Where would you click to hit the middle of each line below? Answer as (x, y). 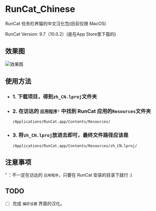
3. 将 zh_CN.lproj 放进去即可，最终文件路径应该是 (70, 135)
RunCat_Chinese (40, 9)
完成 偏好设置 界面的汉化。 (39, 204)
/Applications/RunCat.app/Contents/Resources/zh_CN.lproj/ (75, 146)
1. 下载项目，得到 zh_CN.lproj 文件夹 (55, 97)
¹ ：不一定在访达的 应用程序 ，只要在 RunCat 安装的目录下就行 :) (69, 175)
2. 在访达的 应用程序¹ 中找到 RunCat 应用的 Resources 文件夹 (82, 111)
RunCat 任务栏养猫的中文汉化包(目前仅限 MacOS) (56, 23)
